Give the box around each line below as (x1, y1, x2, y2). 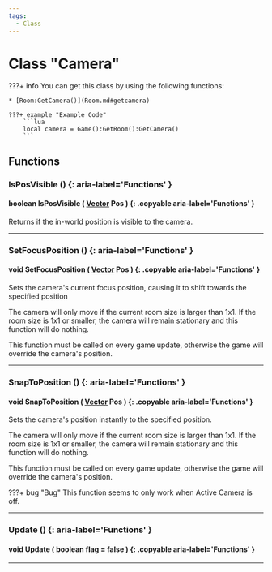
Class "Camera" (8, 54, 120, 73)
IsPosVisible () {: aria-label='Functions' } (8, 178, 172, 190)
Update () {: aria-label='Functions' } (8, 524, 152, 535)
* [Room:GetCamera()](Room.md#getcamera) (8, 97, 151, 105)
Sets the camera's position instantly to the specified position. (8, 415, 212, 424)
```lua (23, 118, 45, 127)
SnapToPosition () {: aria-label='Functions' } (8, 376, 186, 388)
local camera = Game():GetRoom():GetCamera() (23, 125, 180, 134)
